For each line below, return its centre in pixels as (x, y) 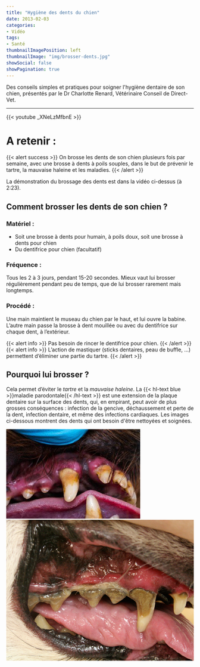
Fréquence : (24, 265)
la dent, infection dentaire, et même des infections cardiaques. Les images (98, 414)
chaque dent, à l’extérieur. (38, 332)
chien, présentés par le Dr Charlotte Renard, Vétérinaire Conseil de (88, 93)
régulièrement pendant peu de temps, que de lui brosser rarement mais (94, 284)
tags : (13, 38)
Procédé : (20, 306)
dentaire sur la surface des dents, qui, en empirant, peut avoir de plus (92, 402)
